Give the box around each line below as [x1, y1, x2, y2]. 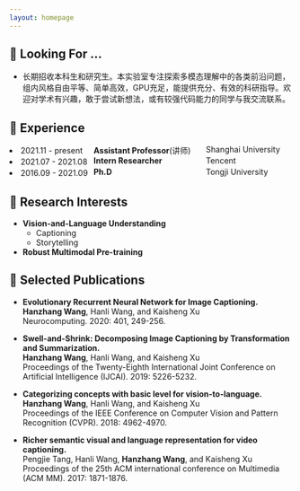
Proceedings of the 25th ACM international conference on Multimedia [22, 463, 280, 474]
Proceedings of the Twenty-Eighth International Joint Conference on [22, 361, 276, 373]
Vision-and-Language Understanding [22, 218, 166, 229]
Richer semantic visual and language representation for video [22, 434, 258, 445]
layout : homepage [9, 13, 75, 22]
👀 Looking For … [9, 47, 102, 62]
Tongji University [206, 167, 269, 178]
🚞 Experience [9, 120, 85, 136]
